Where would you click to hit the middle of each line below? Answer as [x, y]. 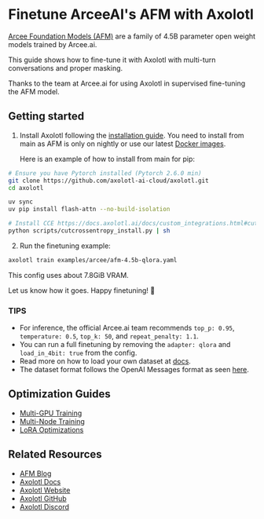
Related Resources [55, 454]
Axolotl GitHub [43, 498]
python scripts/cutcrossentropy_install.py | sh [89, 231]
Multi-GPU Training [51, 413]
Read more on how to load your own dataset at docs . [105, 361]
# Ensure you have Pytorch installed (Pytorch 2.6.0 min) [105, 173]
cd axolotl [26, 188]
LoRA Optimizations [51, 429]
